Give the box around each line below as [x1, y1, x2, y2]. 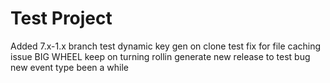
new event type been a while [10, 61, 129, 73]
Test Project [10, 7, 113, 30]
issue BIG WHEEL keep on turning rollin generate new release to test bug [10, 50, 311, 62]
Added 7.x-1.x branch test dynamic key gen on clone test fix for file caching [10, 40, 322, 52]
